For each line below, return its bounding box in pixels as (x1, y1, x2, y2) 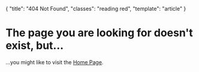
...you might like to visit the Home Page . (5, 58, 104, 65)
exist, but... (5, 39, 64, 53)
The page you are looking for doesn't (5, 26, 193, 40)
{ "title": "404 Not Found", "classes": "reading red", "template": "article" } (5, 5, 186, 12)
